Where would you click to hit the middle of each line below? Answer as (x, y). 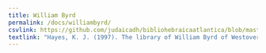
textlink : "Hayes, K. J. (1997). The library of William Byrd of (118, 37)
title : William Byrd (42, 15)
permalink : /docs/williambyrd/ (60, 23)
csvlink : (23, 30)
